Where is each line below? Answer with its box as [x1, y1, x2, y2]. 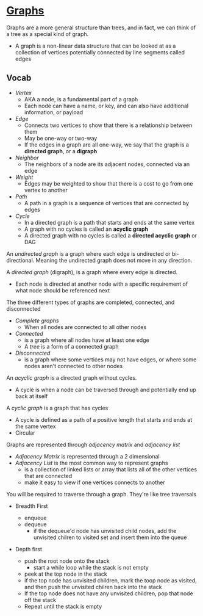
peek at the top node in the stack [24, 570, 108, 578]
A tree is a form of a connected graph [24, 342, 119, 350]
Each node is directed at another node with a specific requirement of [15, 280, 188, 288]
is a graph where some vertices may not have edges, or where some [24, 355, 197, 363]
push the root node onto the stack [24, 557, 110, 565]
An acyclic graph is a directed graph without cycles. [6, 374, 137, 382]
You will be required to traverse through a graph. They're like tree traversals [6, 490, 197, 498]
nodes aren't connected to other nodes [24, 362, 123, 369]
